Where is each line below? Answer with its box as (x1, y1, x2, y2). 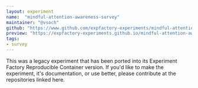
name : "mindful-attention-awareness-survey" (6, 14, 120, 20)
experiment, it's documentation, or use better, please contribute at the (6, 70, 176, 77)
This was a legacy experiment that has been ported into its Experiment (6, 57, 178, 65)
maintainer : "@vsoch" (6, 19, 60, 25)
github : (6, 25, 25, 31)
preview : (6, 31, 28, 36)
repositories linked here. (6, 76, 65, 83)
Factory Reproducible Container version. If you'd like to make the (6, 63, 164, 70)
